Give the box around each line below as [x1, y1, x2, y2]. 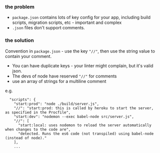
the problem [5, 3, 35, 10]
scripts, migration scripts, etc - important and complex [12, 19, 122, 25]
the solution [5, 37, 34, 44]
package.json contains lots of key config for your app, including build [12, 15, 151, 20]
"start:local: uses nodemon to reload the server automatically [18, 123, 152, 128]
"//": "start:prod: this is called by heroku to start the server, [14, 106, 154, 111]
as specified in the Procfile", [5, 110, 71, 115]
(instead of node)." [5, 135, 47, 140]
